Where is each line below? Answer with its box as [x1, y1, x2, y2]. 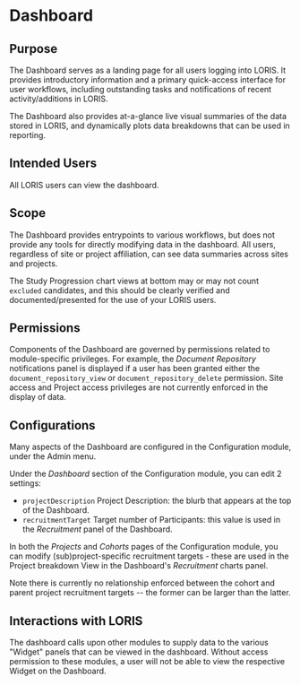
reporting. [9, 130, 47, 140]
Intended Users [9, 156, 97, 171]
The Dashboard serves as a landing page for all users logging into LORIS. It [9, 65, 287, 75]
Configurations [9, 418, 96, 433]
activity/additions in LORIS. [9, 93, 109, 104]
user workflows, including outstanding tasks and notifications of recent [9, 84, 271, 94]
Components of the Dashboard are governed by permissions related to [9, 344, 270, 355]
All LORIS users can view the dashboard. [9, 179, 159, 190]
